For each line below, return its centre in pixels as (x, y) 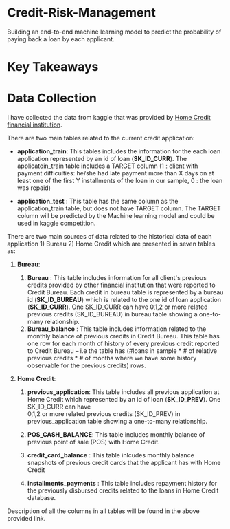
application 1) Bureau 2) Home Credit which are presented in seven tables (111, 244)
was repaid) (34, 188)
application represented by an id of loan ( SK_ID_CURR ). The (102, 159)
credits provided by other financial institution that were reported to (121, 285)
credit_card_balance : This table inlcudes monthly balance (111, 455)
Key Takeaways (53, 67)
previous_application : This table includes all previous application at (123, 392)
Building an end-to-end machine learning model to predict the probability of (114, 32)
